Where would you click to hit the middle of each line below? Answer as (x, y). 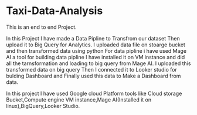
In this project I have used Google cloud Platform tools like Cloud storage (94, 93)
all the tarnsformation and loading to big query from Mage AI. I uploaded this (98, 63)
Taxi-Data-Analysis (55, 11)
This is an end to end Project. (42, 27)
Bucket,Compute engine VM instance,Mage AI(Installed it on (79, 99)
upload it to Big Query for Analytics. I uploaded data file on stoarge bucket (96, 45)
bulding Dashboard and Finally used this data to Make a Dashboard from (94, 76)
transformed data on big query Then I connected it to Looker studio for (91, 69)
